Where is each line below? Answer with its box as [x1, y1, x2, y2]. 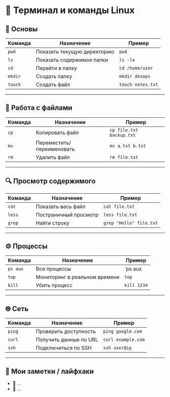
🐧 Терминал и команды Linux [5, 5, 135, 16]
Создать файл [35, 81, 70, 88]
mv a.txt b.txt [109, 143, 146, 149]
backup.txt [109, 132, 136, 138]
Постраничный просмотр [35, 211, 99, 218]
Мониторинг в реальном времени [35, 274, 120, 281]
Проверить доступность [35, 328, 96, 335]
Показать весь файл [35, 203, 86, 210]
